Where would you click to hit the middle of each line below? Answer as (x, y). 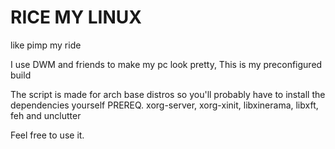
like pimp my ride (46, 45)
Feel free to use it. (47, 135)
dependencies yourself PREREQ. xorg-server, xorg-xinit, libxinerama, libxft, (164, 105)
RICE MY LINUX (76, 17)
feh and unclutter (46, 115)
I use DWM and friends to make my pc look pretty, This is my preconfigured (166, 64)
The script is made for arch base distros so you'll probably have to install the (168, 94)
